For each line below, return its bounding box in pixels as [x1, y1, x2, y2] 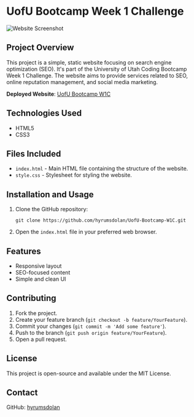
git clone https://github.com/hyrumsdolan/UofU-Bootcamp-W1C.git [15, 217, 186, 224]
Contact [6, 388, 38, 398]
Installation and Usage [6, 189, 94, 200]
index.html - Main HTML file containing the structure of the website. [15, 165, 188, 173]
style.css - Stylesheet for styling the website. [15, 171, 132, 179]
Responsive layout [15, 262, 62, 270]
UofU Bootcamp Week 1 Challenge [6, 4, 184, 18]
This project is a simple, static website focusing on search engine [6, 58, 172, 66]
